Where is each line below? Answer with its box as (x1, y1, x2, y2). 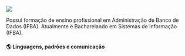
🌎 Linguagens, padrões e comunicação (6, 43, 105, 50)
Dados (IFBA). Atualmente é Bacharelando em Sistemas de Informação (6, 23, 177, 29)
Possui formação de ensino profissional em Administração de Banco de (6, 17, 179, 24)
